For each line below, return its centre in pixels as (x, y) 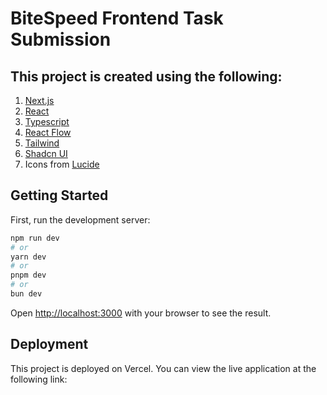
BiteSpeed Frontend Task (117, 18)
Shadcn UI (46, 153)
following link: (39, 379)
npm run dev (35, 238)
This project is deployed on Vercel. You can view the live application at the (163, 368)
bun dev (26, 294)
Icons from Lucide (62, 164)
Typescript (47, 121)
